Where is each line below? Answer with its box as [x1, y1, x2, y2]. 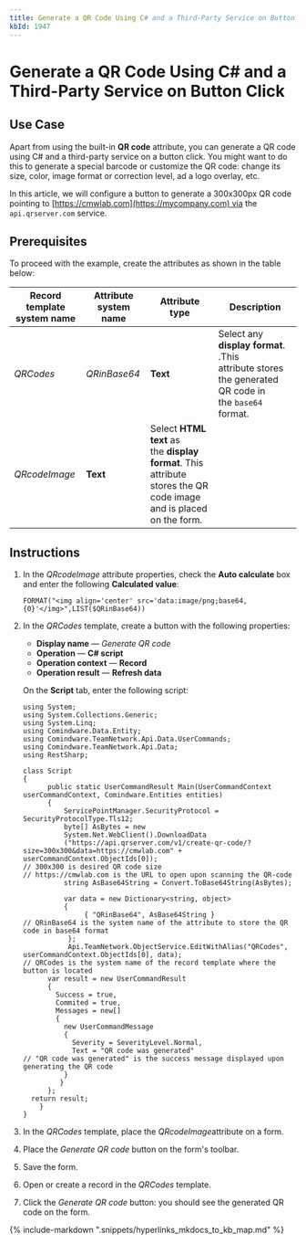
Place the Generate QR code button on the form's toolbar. [22, 1144, 240, 1155]
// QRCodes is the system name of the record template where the [22, 958, 276, 968]
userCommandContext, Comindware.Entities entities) [22, 791, 223, 800]
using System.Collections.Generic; [22, 711, 158, 720]
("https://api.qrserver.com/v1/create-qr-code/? [63, 838, 252, 848]
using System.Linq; [22, 719, 97, 728]
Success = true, [56, 990, 117, 1000]
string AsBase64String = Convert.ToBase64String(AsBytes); [63, 879, 293, 888]
